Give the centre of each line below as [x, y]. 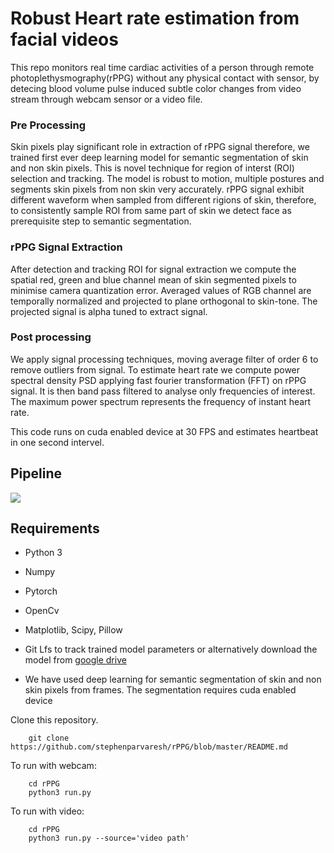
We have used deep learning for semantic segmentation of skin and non [173, 679]
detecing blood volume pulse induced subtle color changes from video [156, 88]
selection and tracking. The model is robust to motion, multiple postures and [167, 179]
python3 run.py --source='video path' [109, 838]
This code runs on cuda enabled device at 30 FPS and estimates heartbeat [164, 431]
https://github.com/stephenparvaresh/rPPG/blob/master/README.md [149, 747]
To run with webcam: [53, 766]
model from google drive [75, 660]
